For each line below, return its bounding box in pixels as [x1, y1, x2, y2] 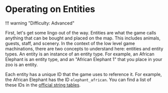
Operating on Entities [5, 3, 95, 15]
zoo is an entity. [5, 61, 38, 67]
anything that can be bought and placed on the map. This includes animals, [5, 35, 161, 41]
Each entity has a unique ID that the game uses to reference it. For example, [5, 71, 162, 77]
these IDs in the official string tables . [5, 81, 81, 88]
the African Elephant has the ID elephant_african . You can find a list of [5, 76, 151, 82]
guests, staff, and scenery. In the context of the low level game [5, 40, 135, 46]
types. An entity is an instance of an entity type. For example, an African [5, 51, 154, 57]
